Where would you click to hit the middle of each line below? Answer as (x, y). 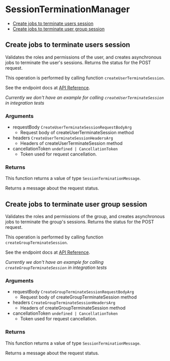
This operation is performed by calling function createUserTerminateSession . (85, 78)
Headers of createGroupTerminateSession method (73, 308)
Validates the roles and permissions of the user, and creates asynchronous (83, 57)
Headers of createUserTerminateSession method (71, 143)
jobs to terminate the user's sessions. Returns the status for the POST (78, 63)
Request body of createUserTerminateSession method (77, 133)
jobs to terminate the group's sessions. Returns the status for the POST (80, 222)
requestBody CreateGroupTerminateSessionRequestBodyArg (73, 292)
